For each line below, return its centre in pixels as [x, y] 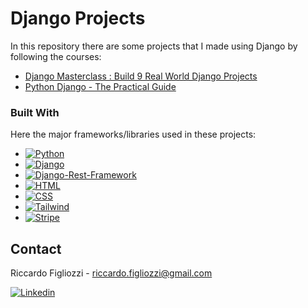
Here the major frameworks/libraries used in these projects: [133, 134]
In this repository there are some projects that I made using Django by [154, 46]
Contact [36, 248]
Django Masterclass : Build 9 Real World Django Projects [141, 76]
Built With [35, 112]
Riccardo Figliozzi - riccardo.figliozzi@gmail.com [111, 273]
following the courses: [56, 56]
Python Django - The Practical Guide [100, 86]
